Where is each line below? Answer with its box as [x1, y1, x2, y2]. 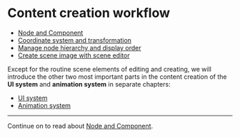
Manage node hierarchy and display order [17, 43, 141, 52]
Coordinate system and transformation [17, 35, 132, 44]
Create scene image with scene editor [17, 51, 130, 60]
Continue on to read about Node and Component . [7, 121, 154, 130]
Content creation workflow [7, 5, 170, 21]
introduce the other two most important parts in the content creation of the [7, 72, 227, 81]
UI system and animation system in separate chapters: [7, 80, 171, 88]
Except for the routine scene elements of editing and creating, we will [7, 65, 212, 73]
